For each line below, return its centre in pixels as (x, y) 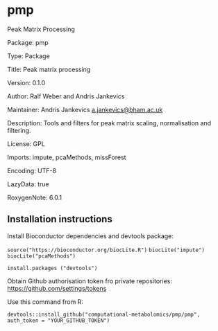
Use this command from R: (45, 302)
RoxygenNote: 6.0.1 (35, 197)
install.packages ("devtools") (52, 268)
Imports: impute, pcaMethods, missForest (67, 157)
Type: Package (28, 56)
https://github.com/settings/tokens (57, 288)
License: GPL (26, 143)
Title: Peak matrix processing (49, 69)
